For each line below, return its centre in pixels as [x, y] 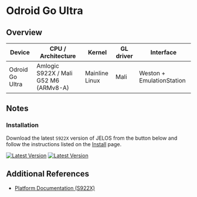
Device [20, 52]
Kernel [97, 52]
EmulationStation [162, 80]
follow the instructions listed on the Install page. [64, 144]
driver [124, 56]
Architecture [58, 56]
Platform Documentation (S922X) [55, 188]
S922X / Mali [54, 73]
